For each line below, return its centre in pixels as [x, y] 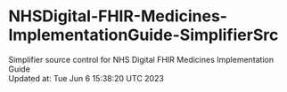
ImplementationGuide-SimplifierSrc [143, 35]
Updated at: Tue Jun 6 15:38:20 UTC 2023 [86, 78]
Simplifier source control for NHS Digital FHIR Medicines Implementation [141, 59]
